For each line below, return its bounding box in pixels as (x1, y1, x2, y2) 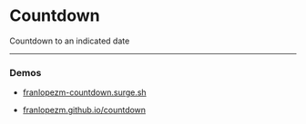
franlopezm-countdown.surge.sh (22, 87, 148, 98)
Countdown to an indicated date (9, 35, 130, 46)
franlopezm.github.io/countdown (22, 105, 147, 116)
